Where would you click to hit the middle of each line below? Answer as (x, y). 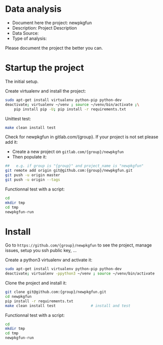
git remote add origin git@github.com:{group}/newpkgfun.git (69, 171)
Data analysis (33, 9)
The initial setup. (22, 81)
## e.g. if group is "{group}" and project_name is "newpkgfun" (74, 166)
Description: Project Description (44, 28)
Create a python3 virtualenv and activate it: (49, 260)
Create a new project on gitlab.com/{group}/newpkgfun (68, 152)
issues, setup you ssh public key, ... (41, 251)
